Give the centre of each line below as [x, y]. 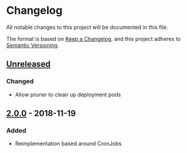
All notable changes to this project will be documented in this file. [87, 27]
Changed [20, 81]
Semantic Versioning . [33, 45]
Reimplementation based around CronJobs [68, 144]
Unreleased [29, 64]
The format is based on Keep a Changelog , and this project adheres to [93, 39]
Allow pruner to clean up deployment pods [68, 95]
